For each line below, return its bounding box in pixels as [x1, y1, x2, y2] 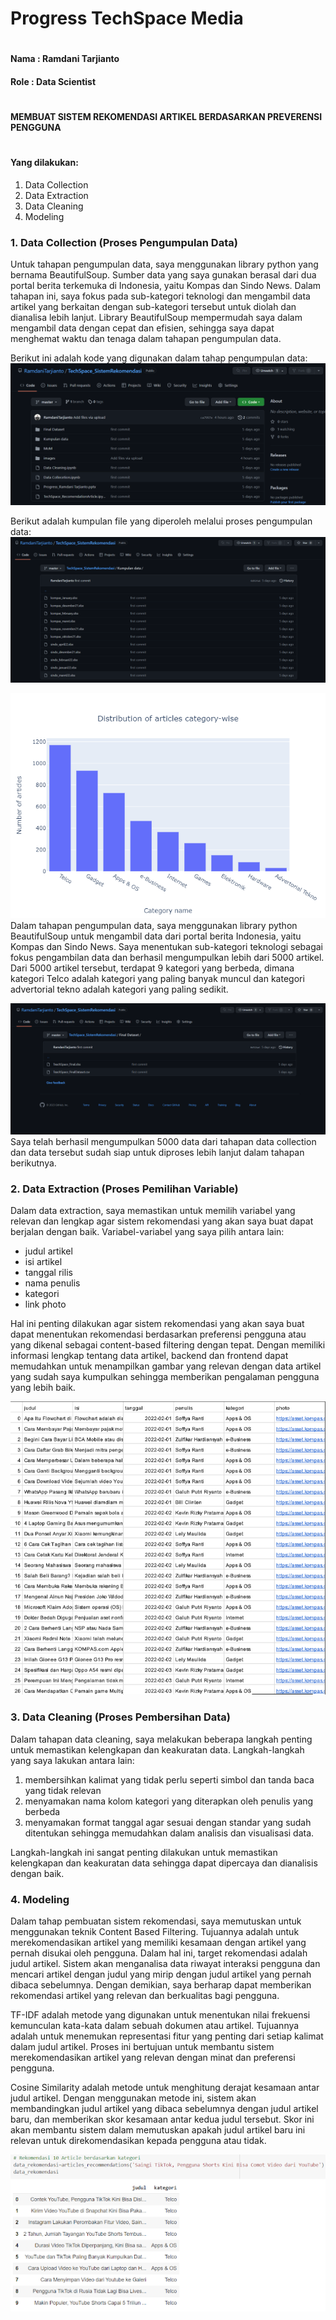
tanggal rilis [24, 1266, 73, 1278]
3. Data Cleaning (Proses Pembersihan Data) [10, 1710, 232, 1724]
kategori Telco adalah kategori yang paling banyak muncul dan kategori [10, 972, 305, 984]
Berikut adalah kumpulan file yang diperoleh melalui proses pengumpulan [10, 515, 313, 527]
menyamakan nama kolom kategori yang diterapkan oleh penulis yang [24, 1795, 314, 1807]
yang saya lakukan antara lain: [10, 1754, 135, 1766]
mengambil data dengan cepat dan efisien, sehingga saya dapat [10, 322, 275, 334]
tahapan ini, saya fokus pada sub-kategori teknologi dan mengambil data [10, 290, 311, 302]
